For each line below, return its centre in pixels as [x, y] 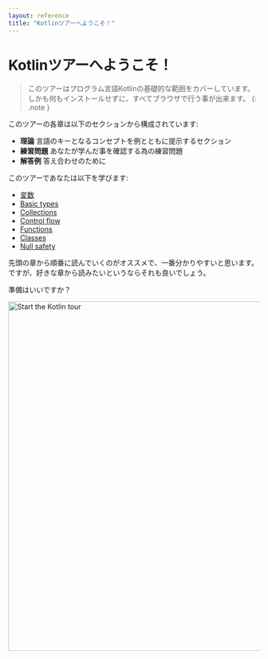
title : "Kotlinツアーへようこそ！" [62, 23]
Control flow [40, 221]
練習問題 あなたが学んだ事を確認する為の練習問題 [101, 151]
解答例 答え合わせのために [63, 161]
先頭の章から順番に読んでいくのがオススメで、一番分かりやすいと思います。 [134, 263]
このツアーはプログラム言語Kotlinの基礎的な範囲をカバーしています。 [141, 89]
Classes [33, 238]
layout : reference [39, 16]
